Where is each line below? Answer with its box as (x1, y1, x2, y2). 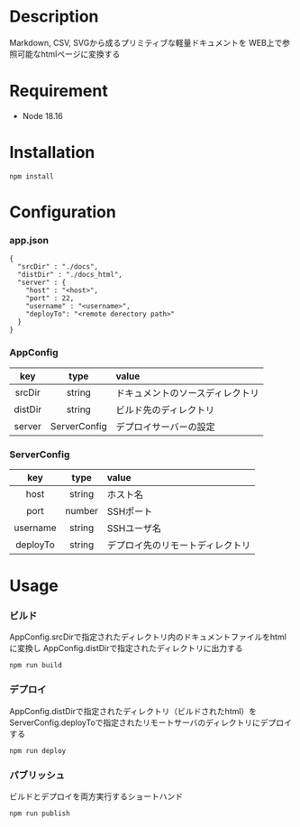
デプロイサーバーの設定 (115, 420, 215, 433)
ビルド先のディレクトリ (115, 403, 214, 416)
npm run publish (9, 809, 70, 818)
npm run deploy (9, 746, 67, 755)
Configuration (9, 202, 117, 222)
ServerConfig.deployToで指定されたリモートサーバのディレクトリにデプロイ (9, 717, 293, 728)
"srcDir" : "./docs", (17, 262, 99, 271)
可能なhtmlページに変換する (16, 48, 121, 60)
